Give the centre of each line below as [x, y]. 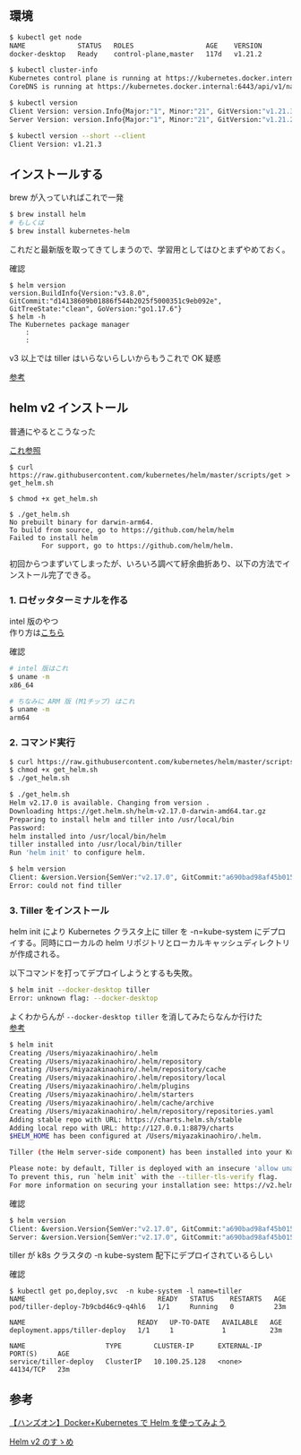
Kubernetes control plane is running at [86, 79]
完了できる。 [72, 574]
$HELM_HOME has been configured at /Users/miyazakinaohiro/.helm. [136, 1136]
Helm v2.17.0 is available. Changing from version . [110, 803]
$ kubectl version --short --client [77, 136]
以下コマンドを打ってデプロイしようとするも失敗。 [103, 973]
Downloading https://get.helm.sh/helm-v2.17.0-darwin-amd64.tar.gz [138, 811]
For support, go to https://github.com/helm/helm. [138, 546]
